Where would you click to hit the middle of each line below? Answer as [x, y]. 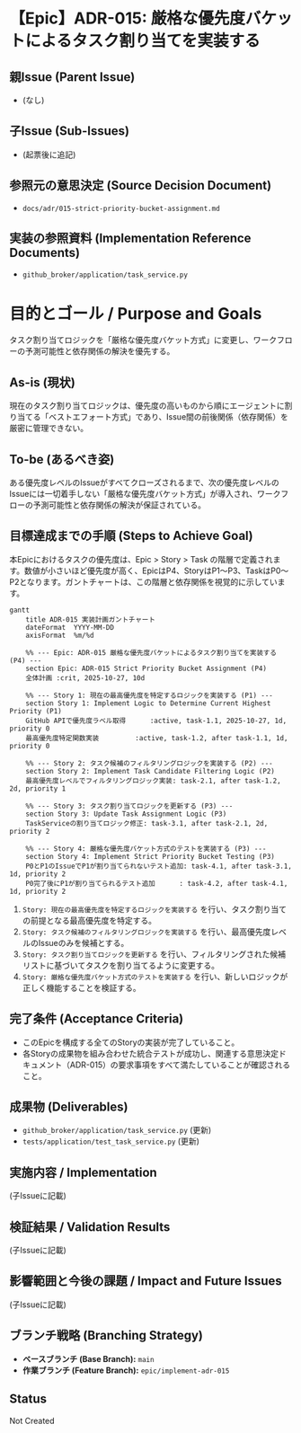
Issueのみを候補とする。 [84, 942]
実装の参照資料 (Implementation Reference [130, 239]
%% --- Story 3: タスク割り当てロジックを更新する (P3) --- [129, 806]
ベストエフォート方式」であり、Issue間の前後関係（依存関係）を [168, 417]
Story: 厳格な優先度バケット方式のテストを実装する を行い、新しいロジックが [155, 977]
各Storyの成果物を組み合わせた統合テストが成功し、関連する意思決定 [150, 1053]
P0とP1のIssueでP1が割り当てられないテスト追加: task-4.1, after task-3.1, [159, 866]
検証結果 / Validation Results [90, 1227]
